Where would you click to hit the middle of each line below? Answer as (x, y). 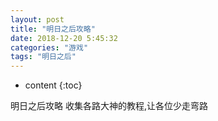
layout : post (37, 19)
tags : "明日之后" (43, 57)
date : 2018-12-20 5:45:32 (64, 38)
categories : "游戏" (49, 47)
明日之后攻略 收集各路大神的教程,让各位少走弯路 (109, 106)
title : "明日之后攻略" (53, 29)
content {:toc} (53, 85)
